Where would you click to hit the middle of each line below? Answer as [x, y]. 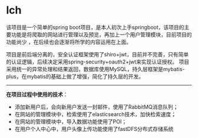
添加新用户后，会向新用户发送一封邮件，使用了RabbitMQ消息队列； [96, 107]
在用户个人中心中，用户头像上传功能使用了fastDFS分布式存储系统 [94, 129]
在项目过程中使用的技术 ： [37, 94]
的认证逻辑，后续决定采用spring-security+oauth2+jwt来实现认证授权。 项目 [98, 62]
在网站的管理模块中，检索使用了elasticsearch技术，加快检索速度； [95, 114]
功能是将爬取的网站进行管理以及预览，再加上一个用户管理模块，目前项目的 [101, 34]
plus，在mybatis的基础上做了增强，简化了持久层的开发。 [75, 76]
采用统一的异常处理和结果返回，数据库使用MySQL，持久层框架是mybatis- [95, 69]
